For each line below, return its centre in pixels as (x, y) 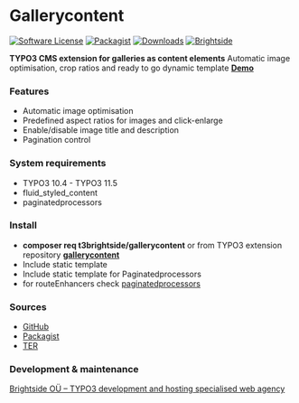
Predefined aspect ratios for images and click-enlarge (122, 121)
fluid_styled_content (60, 192)
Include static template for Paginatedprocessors (112, 274)
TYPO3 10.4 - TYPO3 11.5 (70, 183)
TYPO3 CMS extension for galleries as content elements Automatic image (150, 58)
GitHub (36, 327)
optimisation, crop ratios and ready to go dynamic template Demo (132, 68)
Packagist (41, 336)
